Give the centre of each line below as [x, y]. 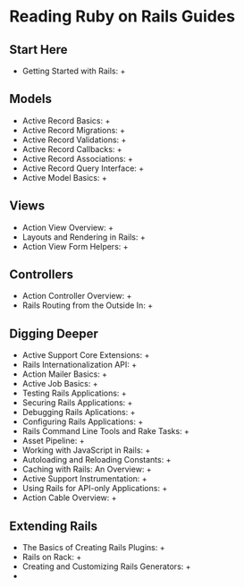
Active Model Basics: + [64, 177]
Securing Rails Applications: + [77, 403]
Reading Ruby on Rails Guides [122, 17]
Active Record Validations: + [74, 140]
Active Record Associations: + [78, 158]
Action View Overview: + [68, 227]
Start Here [39, 50]
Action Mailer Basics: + [65, 374]
